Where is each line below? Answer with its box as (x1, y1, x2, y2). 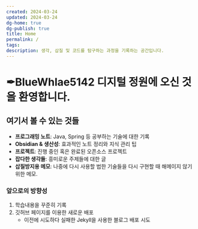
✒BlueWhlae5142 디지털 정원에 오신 (6, 75, 180, 88)
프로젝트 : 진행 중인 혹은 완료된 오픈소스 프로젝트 (14, 148, 127, 155)
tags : (6, 42, 20, 48)
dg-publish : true (6, 25, 50, 32)
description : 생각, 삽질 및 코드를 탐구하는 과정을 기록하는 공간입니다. (6, 48, 164, 54)
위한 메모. (14, 170, 38, 177)
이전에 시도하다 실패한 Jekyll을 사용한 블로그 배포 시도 (23, 216, 151, 224)
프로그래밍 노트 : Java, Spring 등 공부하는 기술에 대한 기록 (14, 133, 150, 140)
